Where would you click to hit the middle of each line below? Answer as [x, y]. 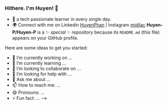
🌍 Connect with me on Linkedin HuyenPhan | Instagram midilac [79, 25]
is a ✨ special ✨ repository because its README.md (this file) [98, 32]
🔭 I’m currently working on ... [42, 58]
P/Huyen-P [24, 32]
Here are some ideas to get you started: [46, 48]
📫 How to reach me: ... [36, 85]
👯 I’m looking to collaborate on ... [46, 69]
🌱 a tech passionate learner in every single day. [62, 19]
